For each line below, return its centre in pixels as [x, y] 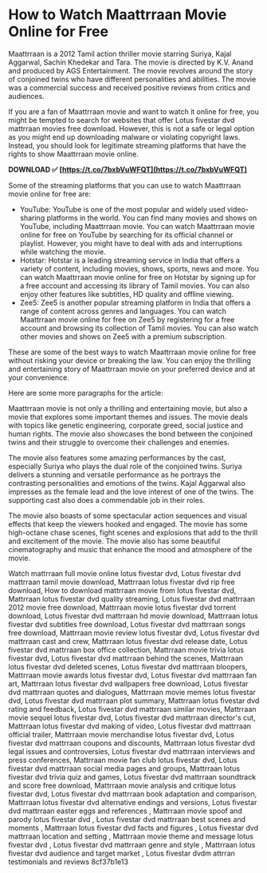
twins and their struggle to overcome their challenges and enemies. [119, 442]
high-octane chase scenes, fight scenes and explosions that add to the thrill [133, 532]
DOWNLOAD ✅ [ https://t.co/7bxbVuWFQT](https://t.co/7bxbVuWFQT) [128, 169]
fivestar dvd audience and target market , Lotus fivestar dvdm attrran [122, 853]
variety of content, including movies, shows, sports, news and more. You [139, 268]
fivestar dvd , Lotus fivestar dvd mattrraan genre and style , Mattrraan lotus [132, 844]
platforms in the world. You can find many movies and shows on [152, 218]
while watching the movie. [63, 251]
